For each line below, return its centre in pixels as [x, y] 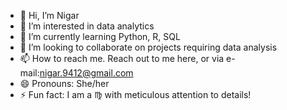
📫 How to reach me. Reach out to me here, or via [122, 58]
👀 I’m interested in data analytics [87, 26]
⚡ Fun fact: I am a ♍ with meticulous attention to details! [135, 94]
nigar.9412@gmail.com [86, 73]
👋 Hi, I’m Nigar [49, 15]
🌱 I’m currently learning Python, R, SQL [100, 36]
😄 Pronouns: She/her [64, 83]
